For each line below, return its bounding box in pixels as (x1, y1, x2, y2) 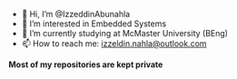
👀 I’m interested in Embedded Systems (21, 18, 167, 29)
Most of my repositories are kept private (8, 59, 163, 70)
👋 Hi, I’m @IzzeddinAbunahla (21, 9, 131, 19)
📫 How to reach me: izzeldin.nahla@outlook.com (21, 38, 207, 49)
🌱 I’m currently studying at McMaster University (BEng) (21, 28, 229, 38)
